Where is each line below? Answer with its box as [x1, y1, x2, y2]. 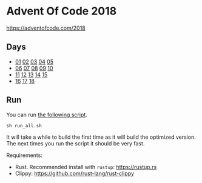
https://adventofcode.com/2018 [6, 24, 86, 32]
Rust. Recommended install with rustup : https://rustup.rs [15, 163, 157, 170]
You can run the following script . [6, 111, 88, 118]
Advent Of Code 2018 [6, 4, 117, 18]
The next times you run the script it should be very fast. [6, 139, 145, 147]
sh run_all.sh [6, 122, 42, 128]
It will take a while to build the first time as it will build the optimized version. [6, 133, 196, 141]
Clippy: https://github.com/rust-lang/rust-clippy [15, 170, 135, 177]
